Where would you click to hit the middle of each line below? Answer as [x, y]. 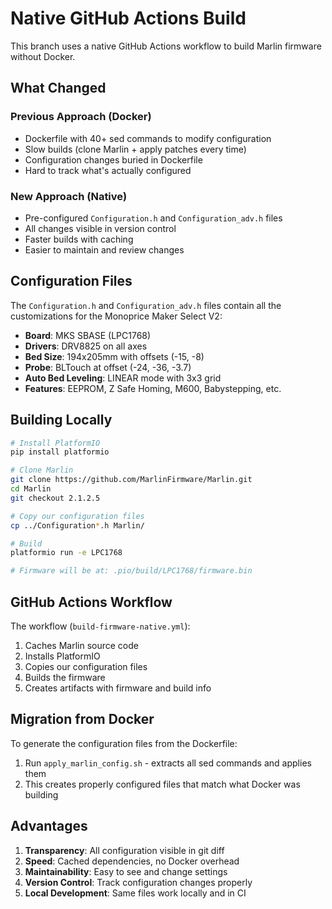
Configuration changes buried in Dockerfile [113, 159]
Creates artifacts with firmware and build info [118, 688]
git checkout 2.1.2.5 [55, 498]
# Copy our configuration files [77, 516]
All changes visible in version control [100, 228]
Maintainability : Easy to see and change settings [126, 871]
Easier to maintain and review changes [104, 249]
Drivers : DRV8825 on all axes [86, 346]
